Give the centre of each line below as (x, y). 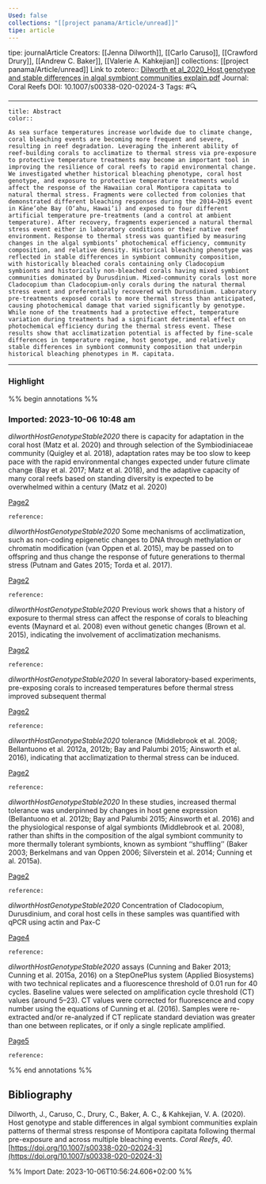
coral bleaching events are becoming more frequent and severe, (116, 139)
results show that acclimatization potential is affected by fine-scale (131, 333)
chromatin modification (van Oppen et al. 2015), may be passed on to (121, 548)
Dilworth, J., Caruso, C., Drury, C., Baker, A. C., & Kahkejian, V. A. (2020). (127, 1114)
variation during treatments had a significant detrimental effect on (127, 320)
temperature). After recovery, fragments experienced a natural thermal (131, 222)
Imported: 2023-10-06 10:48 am (72, 419)
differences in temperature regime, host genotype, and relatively (122, 340)
